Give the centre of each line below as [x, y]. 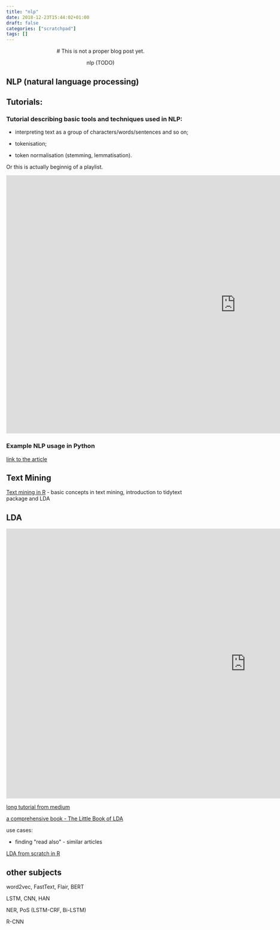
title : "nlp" [22, 12]
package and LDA [28, 499]
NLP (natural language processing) [73, 82]
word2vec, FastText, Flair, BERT [45, 887]
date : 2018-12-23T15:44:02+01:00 [48, 17]
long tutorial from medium [38, 807]
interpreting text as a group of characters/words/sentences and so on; [101, 132]
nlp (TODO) [101, 63]
